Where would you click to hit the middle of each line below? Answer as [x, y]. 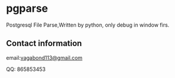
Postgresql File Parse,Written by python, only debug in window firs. [88, 25]
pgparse [27, 9]
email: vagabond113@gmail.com [44, 57]
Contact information [44, 43]
